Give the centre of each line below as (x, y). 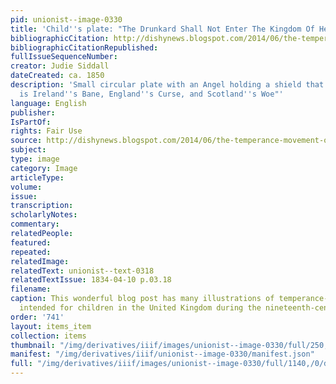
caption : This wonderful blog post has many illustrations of (142, 299)
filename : (31, 289)
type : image (35, 159)
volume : (26, 187)
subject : (28, 150)
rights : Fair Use (46, 131)
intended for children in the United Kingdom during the (140, 308)
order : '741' (37, 317)
